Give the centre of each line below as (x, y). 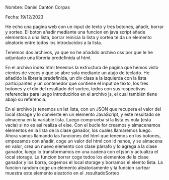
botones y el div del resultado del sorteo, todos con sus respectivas (75, 89)
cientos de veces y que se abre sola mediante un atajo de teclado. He (77, 73)
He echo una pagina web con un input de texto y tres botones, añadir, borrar (84, 27)
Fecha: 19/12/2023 (24, 17)
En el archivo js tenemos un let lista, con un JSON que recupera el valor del (83, 109)
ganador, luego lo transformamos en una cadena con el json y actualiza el (82, 152)
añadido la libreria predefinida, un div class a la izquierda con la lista (76, 78)
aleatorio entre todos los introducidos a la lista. (54, 43)
